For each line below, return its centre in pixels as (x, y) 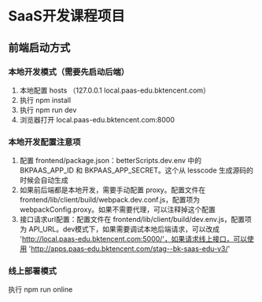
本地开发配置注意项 (44, 142)
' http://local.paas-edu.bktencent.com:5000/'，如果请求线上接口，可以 (133, 239)
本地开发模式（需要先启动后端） (69, 71)
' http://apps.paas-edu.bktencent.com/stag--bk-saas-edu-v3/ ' (129, 249)
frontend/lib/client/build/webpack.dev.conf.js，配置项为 (110, 200)
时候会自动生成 (44, 180)
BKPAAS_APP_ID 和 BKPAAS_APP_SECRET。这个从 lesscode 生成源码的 (137, 170)
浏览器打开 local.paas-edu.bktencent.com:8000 (97, 119)
